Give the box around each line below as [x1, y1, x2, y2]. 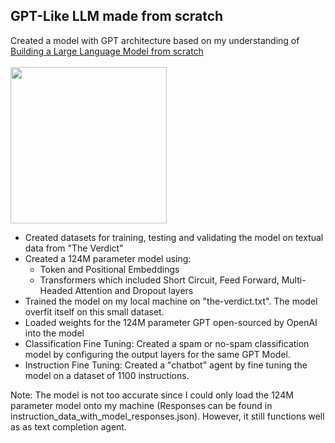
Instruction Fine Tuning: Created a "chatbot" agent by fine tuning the [24, 359, 308, 371]
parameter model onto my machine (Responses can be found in [10, 399, 273, 411]
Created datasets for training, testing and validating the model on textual [24, 231, 324, 243]
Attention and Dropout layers [74, 284, 194, 296]
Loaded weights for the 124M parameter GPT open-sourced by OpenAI [24, 316, 318, 328]
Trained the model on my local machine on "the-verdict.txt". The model [24, 295, 318, 307]
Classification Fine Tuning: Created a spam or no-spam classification [24, 337, 310, 349]
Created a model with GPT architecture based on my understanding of [10, 34, 300, 46]
